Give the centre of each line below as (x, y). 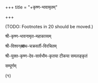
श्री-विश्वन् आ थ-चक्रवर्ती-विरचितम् (31, 46)
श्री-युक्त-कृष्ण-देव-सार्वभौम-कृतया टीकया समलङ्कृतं (47, 56)
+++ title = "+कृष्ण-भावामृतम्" (31, 7)
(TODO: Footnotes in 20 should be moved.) (49, 26)
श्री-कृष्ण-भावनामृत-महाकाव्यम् (28, 36)
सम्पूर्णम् (11, 66)
